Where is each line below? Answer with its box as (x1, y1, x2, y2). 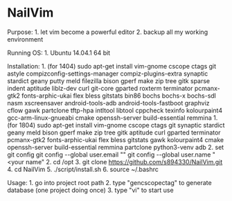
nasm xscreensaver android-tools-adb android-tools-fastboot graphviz (7, 98, 210, 107)
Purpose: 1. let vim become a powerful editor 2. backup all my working (7, 28, 208, 36)
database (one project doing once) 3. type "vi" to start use (7, 186, 175, 194)
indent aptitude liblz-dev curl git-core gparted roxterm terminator (7, 84, 193, 92)
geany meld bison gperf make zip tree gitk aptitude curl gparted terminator (7, 128, 221, 137)
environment (7, 35, 44, 43)
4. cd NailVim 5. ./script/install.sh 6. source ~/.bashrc (7, 165, 159, 173)
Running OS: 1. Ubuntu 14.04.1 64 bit (7, 49, 111, 57)
